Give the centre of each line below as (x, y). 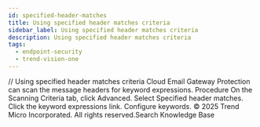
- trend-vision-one (47, 60)
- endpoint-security (49, 52)
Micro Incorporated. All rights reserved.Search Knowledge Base (112, 114)
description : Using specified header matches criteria (100, 37)
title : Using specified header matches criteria (89, 23)
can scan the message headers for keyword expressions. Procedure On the (130, 89)
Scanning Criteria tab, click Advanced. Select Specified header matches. (126, 98)
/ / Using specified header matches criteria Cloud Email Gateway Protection (129, 81)
